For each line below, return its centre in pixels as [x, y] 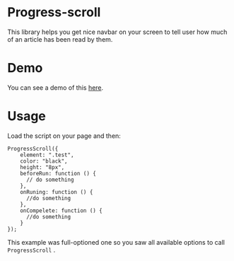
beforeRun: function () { [58, 173]
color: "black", [44, 161]
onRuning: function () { [57, 192]
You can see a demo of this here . [55, 87]
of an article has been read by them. [60, 39]
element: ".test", [47, 155]
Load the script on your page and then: [64, 136]
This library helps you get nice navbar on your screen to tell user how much [117, 32]
